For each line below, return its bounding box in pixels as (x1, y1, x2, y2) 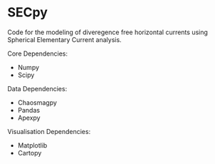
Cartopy (17, 148, 42, 157)
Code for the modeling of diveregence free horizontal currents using (7, 28, 209, 36)
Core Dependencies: (7, 49, 68, 58)
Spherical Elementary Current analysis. (7, 35, 122, 43)
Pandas (17, 106, 41, 114)
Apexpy (17, 113, 41, 122)
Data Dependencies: (7, 84, 68, 93)
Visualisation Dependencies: (7, 127, 91, 135)
